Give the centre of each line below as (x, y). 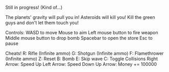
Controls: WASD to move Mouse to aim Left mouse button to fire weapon (82, 32)
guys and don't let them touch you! (42, 23)
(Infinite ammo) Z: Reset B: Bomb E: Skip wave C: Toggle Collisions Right (82, 59)
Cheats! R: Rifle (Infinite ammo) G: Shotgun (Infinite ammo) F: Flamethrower (85, 53)
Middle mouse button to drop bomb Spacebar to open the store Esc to (79, 38)
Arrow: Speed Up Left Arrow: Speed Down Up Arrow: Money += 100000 (81, 64)
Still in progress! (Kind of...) (34, 7)
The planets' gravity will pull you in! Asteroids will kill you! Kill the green (80, 17)
